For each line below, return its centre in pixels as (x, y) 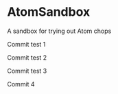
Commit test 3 (27, 71)
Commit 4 (21, 84)
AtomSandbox (49, 12)
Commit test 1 (26, 44)
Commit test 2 (27, 57)
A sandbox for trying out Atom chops (59, 31)
